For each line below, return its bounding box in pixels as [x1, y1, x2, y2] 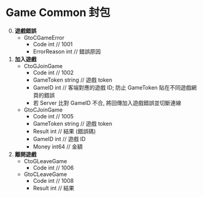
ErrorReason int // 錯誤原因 [33, 47, 101, 55]
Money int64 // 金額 [33, 142, 83, 150]
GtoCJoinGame [23, 106, 63, 114]
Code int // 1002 [33, 69, 74, 76]
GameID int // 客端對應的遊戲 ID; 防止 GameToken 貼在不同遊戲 [33, 83, 191, 91]
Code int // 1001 [33, 41, 73, 48]
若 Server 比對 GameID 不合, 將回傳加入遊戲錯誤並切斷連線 [33, 99, 182, 106]
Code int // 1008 [33, 177, 74, 184]
